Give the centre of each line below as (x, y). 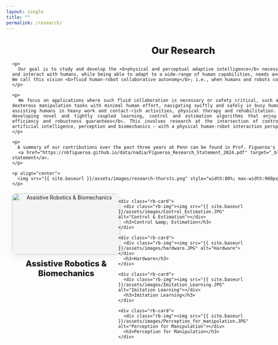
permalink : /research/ (34, 23)
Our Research (183, 50)
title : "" (18, 17)
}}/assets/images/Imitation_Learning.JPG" (171, 285)
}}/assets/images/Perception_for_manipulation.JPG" (183, 321)
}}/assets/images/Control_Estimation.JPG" (171, 212)
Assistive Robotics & (66, 264)
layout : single (25, 12)
